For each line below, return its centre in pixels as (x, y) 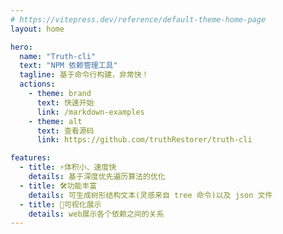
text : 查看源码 (65, 131)
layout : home (37, 29)
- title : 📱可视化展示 (60, 204)
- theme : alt (55, 121)
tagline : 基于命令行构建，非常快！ (84, 75)
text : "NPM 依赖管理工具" (68, 66)
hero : (21, 47)
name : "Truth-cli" (58, 56)
